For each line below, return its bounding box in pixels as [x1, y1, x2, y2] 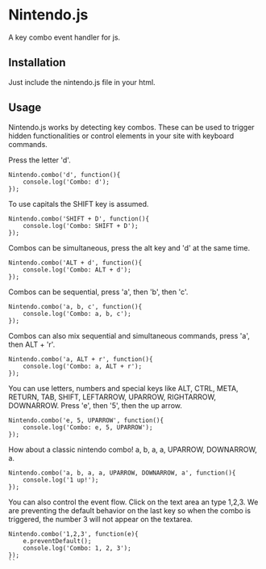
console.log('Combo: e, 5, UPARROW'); [23, 423, 153, 432]
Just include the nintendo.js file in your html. [8, 77, 156, 86]
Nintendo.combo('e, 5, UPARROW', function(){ [8, 416, 164, 424]
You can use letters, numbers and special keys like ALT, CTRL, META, [8, 383, 239, 393]
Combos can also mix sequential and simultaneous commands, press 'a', [8, 331, 250, 340]
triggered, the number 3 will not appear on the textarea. [8, 514, 193, 524]
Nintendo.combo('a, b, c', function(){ [8, 302, 143, 310]
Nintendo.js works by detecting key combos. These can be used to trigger [8, 122, 256, 132]
